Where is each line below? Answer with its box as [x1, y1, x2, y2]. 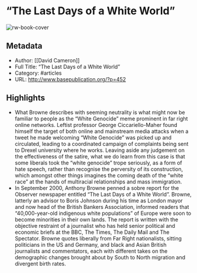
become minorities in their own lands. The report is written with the [14, 215, 179, 223]
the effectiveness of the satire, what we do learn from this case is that [14, 153, 185, 160]
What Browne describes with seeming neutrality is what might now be [14, 109, 185, 116]
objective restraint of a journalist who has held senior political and [14, 222, 176, 229]
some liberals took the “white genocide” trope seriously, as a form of [14, 159, 182, 166]
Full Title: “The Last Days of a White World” [14, 63, 120, 70]
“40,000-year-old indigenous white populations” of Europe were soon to [14, 209, 191, 217]
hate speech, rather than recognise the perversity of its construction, [14, 165, 183, 173]
